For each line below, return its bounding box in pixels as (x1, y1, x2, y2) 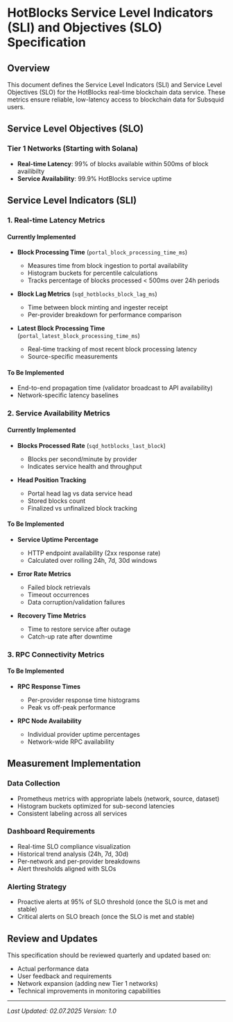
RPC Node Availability (17, 717, 82, 725)
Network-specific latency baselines (17, 391, 119, 399)
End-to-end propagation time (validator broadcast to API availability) (17, 384, 213, 392)
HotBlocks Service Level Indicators (7, 5, 214, 21)
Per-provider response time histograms (27, 696, 140, 704)
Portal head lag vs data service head (27, 489, 133, 497)
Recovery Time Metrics (17, 611, 87, 620)
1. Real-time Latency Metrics (7, 216, 105, 225)
